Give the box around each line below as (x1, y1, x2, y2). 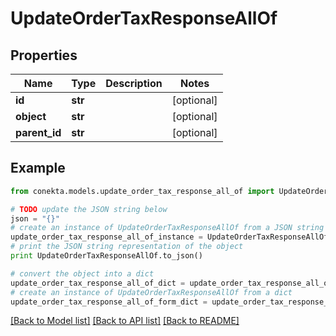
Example (10, 160, 66, 177)
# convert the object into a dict (10, 268, 155, 279)
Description (105, 77, 163, 90)
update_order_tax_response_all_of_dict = (10, 278, 186, 288)
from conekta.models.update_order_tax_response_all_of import (10, 186, 275, 196)
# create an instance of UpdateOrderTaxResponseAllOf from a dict (10, 287, 293, 297)
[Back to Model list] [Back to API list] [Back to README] (10, 315, 240, 327)
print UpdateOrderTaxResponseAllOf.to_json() (10, 251, 203, 261)
